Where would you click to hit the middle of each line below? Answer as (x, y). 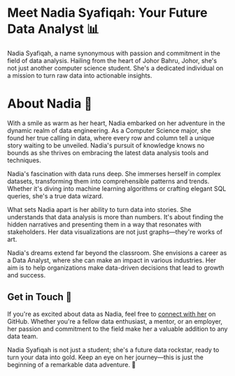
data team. (23, 336)
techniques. (24, 160)
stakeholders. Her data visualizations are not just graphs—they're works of (115, 231)
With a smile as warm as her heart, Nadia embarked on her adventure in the (116, 123)
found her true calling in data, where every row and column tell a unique (111, 138)
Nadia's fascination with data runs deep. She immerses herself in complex (114, 173)
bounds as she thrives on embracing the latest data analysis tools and (108, 152)
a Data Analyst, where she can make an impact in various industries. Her (112, 260)
